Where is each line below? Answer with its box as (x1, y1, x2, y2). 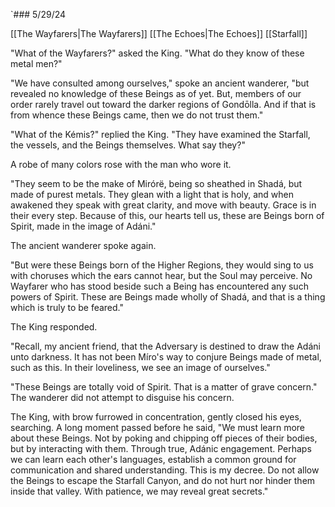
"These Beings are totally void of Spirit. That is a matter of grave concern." (10, 381, 318, 393)
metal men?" (10, 58, 63, 69)
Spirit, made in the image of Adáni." (10, 220, 157, 232)
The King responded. (10, 321, 98, 333)
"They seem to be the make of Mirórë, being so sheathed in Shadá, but (10, 178, 303, 189)
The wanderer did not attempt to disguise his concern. (10, 392, 235, 403)
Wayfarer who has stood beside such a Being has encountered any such (10, 280, 309, 292)
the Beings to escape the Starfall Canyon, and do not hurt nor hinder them (10, 475, 316, 486)
